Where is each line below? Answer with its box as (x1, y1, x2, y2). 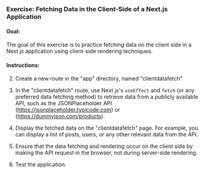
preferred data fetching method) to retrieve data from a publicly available (15, 93, 199, 100)
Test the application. (15, 161, 67, 169)
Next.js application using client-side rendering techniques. (6, 47, 153, 55)
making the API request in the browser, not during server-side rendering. (15, 149, 198, 156)
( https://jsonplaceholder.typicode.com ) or (15, 106, 121, 114)
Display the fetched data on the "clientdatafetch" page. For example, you (15, 124, 199, 132)
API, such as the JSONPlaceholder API (15, 100, 113, 107)
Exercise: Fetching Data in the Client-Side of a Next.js (6, 5, 168, 13)
